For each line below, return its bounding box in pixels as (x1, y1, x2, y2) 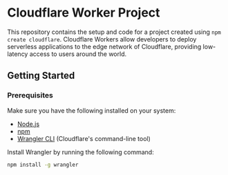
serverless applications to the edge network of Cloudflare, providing (7, 42, 202, 50)
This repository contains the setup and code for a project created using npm (7, 28, 221, 36)
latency (7, 50, 28, 58)
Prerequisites (7, 91, 53, 100)
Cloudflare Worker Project (7, 5, 160, 21)
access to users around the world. (29, 50, 126, 58)
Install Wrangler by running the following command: (7, 147, 154, 156)
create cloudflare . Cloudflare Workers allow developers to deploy (7, 35, 197, 43)
